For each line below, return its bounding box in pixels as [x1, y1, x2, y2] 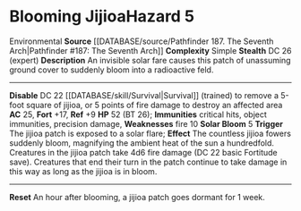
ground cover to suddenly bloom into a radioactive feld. [9, 64, 214, 75]
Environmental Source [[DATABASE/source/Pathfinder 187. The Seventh [9, 36, 274, 46]
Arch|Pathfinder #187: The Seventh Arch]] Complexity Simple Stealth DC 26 [9, 45, 292, 55]
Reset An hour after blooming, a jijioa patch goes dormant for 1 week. [9, 191, 266, 202]
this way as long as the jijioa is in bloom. [9, 165, 158, 176]
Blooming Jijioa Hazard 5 [9, 6, 195, 27]
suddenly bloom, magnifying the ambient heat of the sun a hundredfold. [9, 137, 275, 148]
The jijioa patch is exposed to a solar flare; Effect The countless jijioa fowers [9, 128, 291, 139]
